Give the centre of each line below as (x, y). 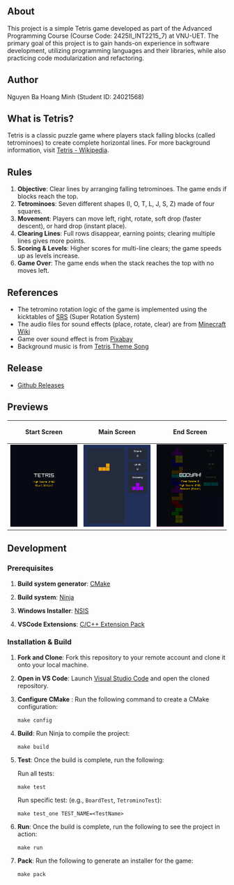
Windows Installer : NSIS (53, 611)
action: (27, 834)
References (33, 292)
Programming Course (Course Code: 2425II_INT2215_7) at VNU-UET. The (113, 36)
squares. (30, 211)
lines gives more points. (51, 241)
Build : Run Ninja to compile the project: (73, 733)
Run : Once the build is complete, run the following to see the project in (119, 826)
